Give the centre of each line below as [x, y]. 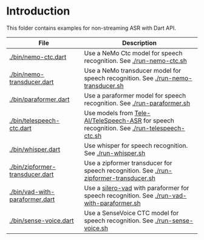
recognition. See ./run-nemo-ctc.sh [135, 61]
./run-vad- [171, 195]
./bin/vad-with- [32, 192]
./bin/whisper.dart [35, 149]
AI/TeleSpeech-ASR [113, 121]
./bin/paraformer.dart [39, 99]
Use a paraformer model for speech [135, 95]
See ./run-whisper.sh [115, 153]
